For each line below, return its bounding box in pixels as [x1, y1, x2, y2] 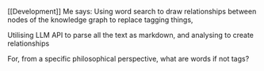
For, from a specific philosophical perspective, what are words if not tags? [7, 54, 250, 63]
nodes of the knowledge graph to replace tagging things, [7, 15, 193, 24]
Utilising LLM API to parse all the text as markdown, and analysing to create [7, 31, 254, 39]
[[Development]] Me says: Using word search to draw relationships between [7, 7, 257, 16]
